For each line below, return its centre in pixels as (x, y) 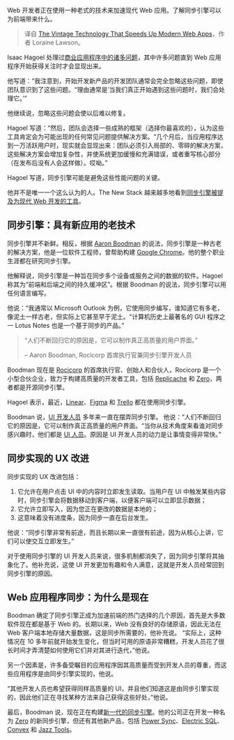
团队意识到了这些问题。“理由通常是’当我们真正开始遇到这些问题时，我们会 (113, 90)
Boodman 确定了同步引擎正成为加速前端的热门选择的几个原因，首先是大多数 (116, 615)
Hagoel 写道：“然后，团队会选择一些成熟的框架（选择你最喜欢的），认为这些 (116, 128)
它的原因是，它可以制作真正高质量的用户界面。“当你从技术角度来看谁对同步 (116, 425)
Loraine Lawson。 (58, 43)
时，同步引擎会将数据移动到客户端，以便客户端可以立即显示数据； (112, 500)
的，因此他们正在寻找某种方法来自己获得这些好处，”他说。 (89, 697)
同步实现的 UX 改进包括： (44, 476)
